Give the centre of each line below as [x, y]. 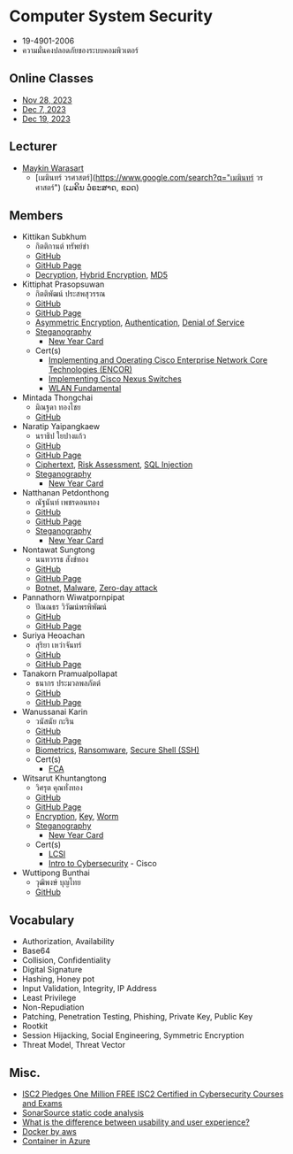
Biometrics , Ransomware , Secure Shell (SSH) [117, 750]
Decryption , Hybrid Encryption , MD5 [101, 275]
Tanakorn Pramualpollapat [69, 673]
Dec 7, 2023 [44, 109]
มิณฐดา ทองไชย [58, 407]
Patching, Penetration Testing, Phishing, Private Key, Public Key [137, 1017]
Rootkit [35, 1026]
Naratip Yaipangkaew [60, 427]
